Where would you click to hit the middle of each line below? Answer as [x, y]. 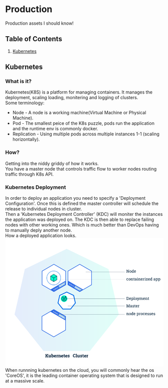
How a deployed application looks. [41, 236]
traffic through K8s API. [30, 174]
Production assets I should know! [39, 23]
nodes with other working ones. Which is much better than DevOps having [82, 225]
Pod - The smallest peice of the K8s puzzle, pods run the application [83, 123]
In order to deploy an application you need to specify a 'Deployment [75, 198]
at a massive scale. [25, 380]
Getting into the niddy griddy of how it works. [52, 163]
